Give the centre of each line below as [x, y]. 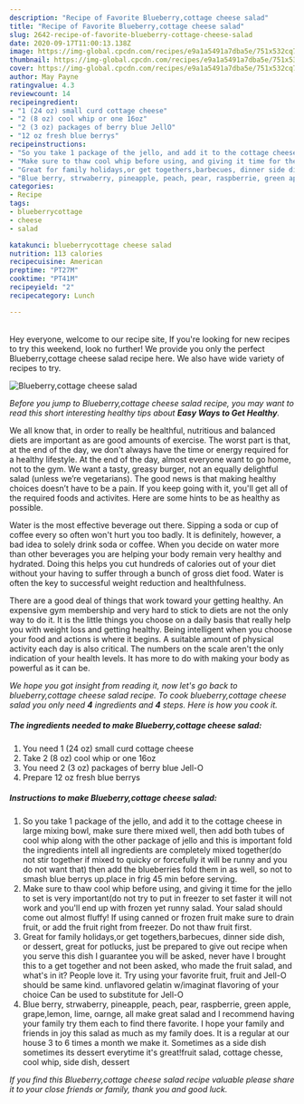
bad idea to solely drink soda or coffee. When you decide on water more [144, 544]
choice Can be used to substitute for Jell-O [103, 994]
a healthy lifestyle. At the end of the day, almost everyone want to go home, [150, 459]
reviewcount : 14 [40, 93]
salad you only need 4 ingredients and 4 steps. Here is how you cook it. [143, 705]
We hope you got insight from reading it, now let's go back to [123, 685]
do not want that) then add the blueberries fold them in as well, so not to [157, 869]
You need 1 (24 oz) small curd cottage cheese [108, 748]
